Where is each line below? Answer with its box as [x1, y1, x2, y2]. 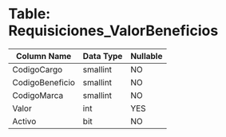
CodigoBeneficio [12, 76, 76, 88]
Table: [8, 5, 51, 23]
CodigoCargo [12, 64, 63, 75]
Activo [12, 115, 37, 127]
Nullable [130, 50, 163, 61]
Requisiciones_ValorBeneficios [8, 22, 219, 40]
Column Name [15, 50, 72, 61]
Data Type [82, 50, 123, 61]
